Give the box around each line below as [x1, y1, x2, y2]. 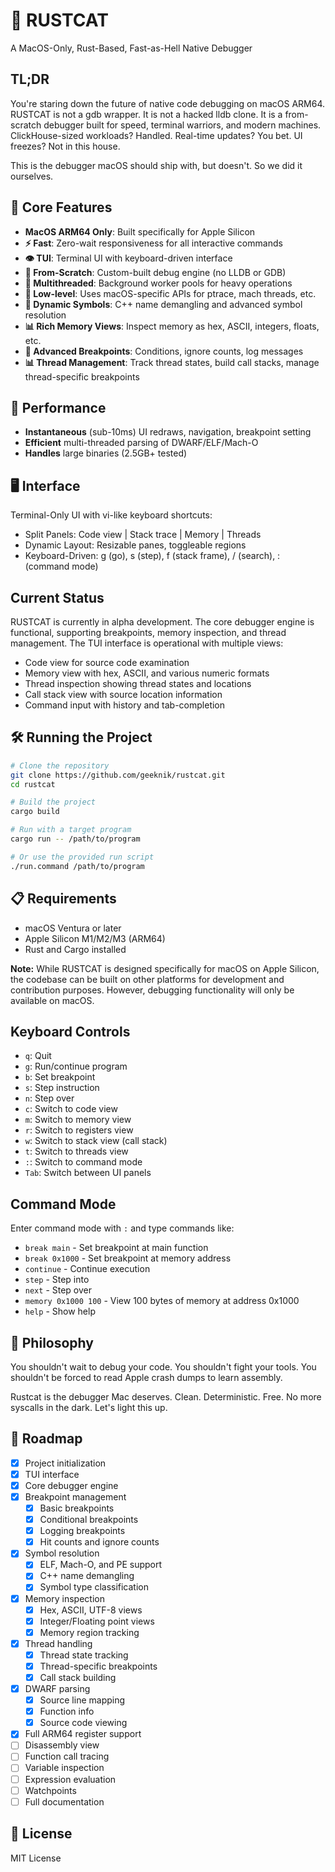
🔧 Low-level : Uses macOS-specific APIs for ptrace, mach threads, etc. [24, 287, 317, 299]
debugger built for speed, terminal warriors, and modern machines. [43, 119, 322, 131]
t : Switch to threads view [24, 1145, 129, 1158]
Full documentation [24, 1795, 105, 1808]
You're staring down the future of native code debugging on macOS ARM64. [10, 97, 325, 109]
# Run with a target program [10, 825, 132, 835]
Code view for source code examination [24, 657, 190, 668]
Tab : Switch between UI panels [24, 1167, 152, 1179]
